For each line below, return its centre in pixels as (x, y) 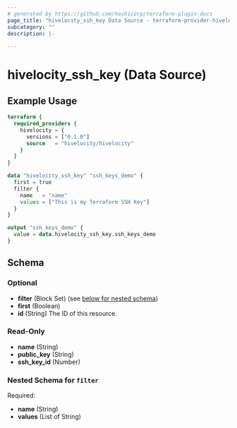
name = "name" (44, 195)
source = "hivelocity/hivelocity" (80, 143)
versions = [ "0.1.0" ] (58, 137)
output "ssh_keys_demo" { (45, 228)
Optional (22, 283)
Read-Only (26, 331)
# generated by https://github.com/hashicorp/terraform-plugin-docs (110, 14)
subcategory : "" (31, 27)
